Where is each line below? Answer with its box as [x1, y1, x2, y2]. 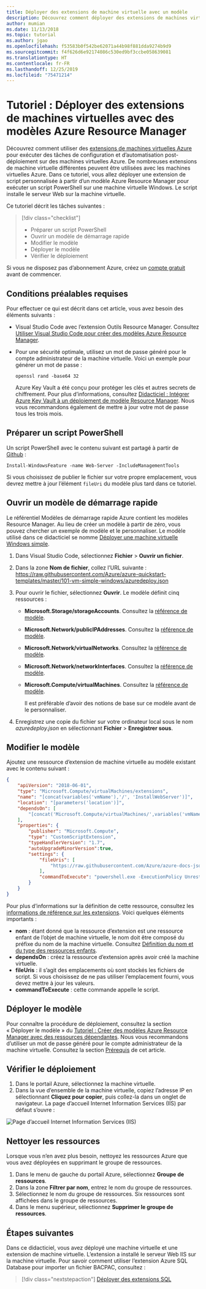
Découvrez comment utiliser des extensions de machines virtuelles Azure [6, 145, 192, 152]
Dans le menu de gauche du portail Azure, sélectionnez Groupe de [15, 1171, 185, 1178]
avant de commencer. [6, 271, 61, 278]
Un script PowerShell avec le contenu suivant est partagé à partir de [6, 444, 179, 452]
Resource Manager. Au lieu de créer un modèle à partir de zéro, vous [6, 520, 181, 528]
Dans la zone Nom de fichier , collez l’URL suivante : [15, 563, 147, 571]
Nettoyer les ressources [6, 1136, 100, 1146]
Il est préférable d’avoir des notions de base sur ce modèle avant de [24, 699, 196, 707]
